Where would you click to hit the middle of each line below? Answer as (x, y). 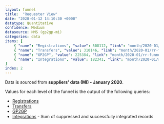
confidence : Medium (25, 28)
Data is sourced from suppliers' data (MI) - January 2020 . (64, 82)
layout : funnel (20, 9)
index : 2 (14, 69)
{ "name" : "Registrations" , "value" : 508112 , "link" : (70, 46)
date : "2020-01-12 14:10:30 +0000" (41, 18)
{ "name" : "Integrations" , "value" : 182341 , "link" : (69, 59)
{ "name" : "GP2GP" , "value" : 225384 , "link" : (61, 55)
